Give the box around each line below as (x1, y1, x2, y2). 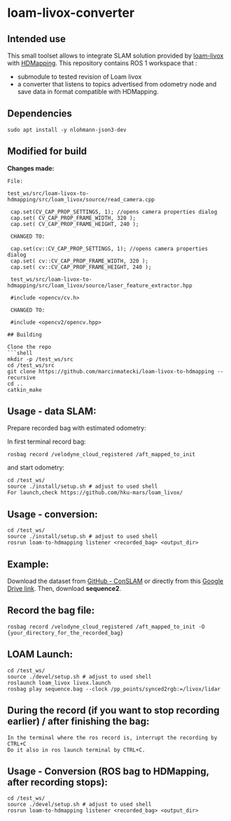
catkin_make (7, 386, 42, 394)
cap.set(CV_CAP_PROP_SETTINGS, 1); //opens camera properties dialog (10, 208, 218, 215)
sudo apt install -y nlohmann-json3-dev (7, 126, 127, 133)
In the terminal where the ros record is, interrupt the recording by (7, 734, 218, 741)
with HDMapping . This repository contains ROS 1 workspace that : (7, 59, 197, 67)
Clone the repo (7, 343, 52, 350)
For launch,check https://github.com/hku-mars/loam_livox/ (7, 489, 183, 496)
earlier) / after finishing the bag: (7, 716, 150, 728)
